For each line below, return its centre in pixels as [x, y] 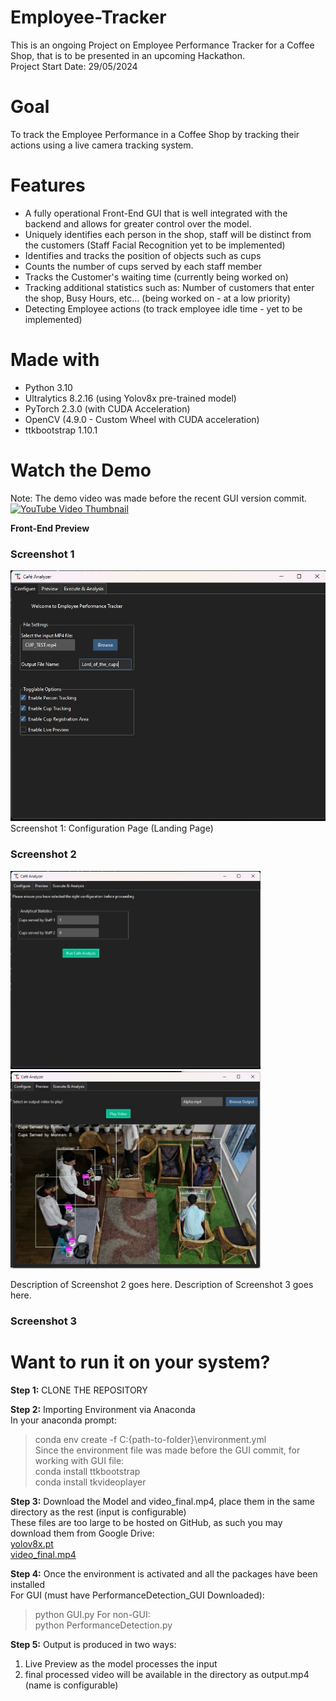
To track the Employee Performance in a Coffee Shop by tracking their [155, 134]
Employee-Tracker [88, 17]
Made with [55, 360]
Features [48, 185]
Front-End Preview [50, 528]
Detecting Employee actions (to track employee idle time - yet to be [163, 308]
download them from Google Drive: [82, 1533]
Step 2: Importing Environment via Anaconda [103, 1409]
